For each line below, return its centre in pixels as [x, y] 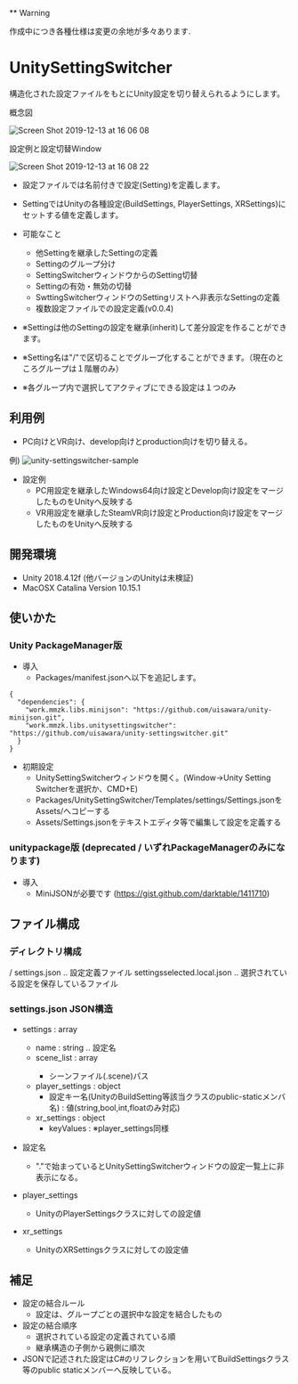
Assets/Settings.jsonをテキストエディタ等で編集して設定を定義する [158, 822]
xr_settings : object [70, 1118]
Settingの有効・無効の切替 [84, 286]
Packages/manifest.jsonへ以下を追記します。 [118, 678]
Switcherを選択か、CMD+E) [87, 789]
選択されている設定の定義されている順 [105, 1337]
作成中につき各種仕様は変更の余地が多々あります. [100, 31]
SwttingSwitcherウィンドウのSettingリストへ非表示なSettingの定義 [157, 297]
